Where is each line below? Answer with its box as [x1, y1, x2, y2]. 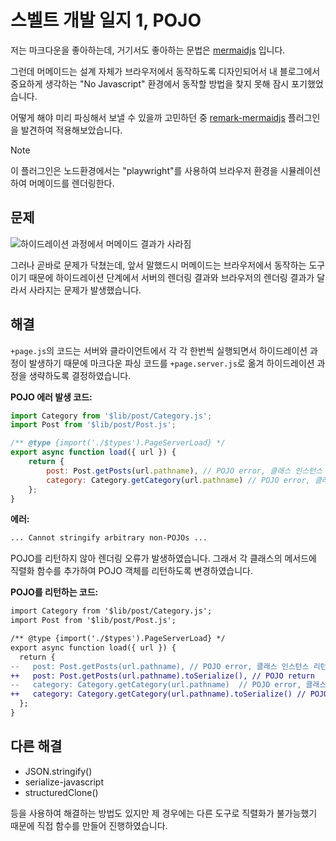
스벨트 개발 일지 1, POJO [10, 9, 202, 32]
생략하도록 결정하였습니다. [28, 369, 132, 381]
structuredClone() [24, 786, 99, 798]
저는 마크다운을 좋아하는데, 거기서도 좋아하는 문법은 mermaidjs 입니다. [10, 44, 286, 56]
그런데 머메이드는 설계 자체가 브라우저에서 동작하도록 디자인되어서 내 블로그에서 [10, 65, 321, 77]
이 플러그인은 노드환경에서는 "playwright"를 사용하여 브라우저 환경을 [10, 164, 278, 176]
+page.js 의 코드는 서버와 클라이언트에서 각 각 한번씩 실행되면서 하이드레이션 [10, 344, 308, 356]
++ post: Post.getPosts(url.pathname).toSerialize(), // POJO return [10, 671, 315, 681]
